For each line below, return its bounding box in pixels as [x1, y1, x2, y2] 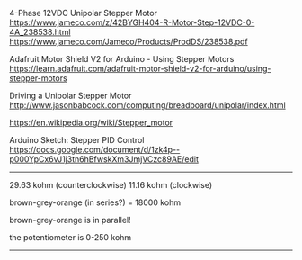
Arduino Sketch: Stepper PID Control [9, 135, 145, 145]
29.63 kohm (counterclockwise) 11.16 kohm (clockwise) [9, 180, 213, 190]
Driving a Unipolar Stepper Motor [9, 90, 132, 101]
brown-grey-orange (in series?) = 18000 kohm [9, 197, 182, 208]
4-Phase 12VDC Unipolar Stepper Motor [9, 8, 157, 18]
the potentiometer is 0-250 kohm [9, 232, 132, 242]
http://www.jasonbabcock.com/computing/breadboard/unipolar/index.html [9, 100, 286, 111]
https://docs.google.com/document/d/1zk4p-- [9, 144, 181, 155]
